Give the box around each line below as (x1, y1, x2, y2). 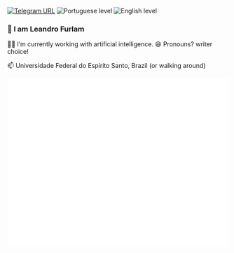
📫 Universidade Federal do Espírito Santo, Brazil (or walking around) (7, 62, 206, 70)
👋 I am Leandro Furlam (7, 24, 85, 34)
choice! (7, 48, 29, 56)
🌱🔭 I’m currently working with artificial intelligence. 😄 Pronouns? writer (7, 40, 213, 48)
